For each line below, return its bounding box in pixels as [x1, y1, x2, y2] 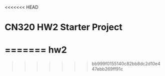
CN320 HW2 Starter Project [4, 22, 123, 33]
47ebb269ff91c [91, 66, 123, 72]
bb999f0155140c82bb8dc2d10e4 [91, 61, 161, 67]
